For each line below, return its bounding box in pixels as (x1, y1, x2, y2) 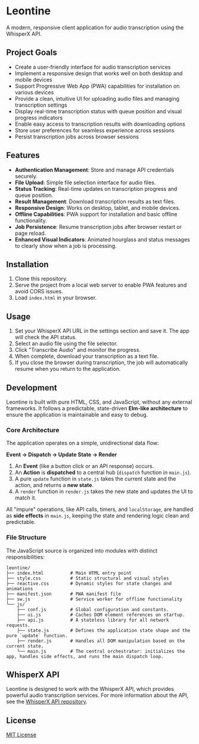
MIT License (6, 731, 37, 739)
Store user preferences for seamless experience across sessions (14, 126, 175, 134)
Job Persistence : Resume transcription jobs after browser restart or (14, 223, 182, 230)
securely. (14, 172, 38, 179)
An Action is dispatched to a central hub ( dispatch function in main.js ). (14, 469, 192, 476)
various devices (14, 88, 54, 96)
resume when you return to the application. (14, 365, 121, 373)
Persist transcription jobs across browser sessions (14, 133, 139, 140)
